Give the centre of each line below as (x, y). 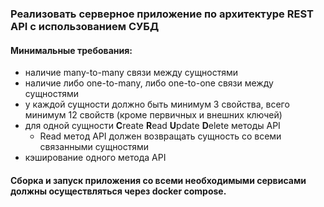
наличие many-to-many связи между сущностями (131, 73)
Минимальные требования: (71, 50)
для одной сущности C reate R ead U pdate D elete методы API (152, 126)
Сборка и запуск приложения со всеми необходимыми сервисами (158, 180)
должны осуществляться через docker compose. (118, 191)
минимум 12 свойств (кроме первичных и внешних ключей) (153, 115)
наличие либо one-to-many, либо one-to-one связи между (149, 83)
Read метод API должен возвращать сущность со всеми (160, 136)
